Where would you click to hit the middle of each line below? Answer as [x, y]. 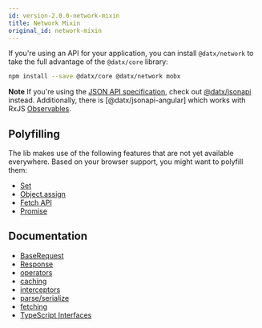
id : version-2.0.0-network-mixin [64, 16]
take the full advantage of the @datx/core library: [88, 62]
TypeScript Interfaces [56, 315]
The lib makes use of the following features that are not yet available [121, 154]
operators [36, 272]
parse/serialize [44, 298]
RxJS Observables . [40, 109]
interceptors [40, 290]
